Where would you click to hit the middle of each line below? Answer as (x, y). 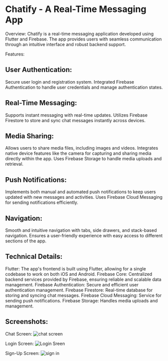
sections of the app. (26, 241)
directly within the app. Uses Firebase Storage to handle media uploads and (83, 159)
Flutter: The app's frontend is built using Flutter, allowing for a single (76, 268)
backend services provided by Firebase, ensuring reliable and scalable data (83, 279)
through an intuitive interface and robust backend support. (66, 44)
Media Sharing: (30, 136)
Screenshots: (27, 322)
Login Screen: (20, 343)
